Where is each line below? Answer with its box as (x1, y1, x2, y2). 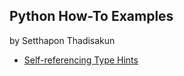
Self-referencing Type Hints (23, 54, 139, 66)
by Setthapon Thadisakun (9, 34, 116, 46)
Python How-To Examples (9, 8, 174, 25)
